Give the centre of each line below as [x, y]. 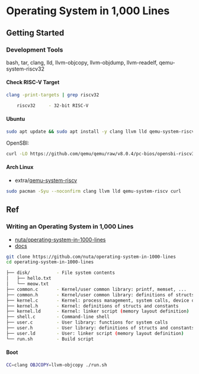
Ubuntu [16, 119]
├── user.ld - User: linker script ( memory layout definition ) [95, 333]
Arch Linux [20, 167]
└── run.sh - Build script [50, 339]
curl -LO [17, 154]
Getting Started [35, 33]
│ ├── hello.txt [29, 279]
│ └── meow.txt [28, 284]
